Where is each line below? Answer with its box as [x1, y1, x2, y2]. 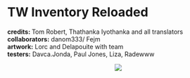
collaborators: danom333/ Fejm [7, 34, 101, 43]
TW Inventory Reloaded [7, 4, 149, 20]
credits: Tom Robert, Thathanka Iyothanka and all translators [7, 27, 184, 36]
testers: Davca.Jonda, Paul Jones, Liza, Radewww [7, 50, 155, 58]
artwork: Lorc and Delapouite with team [7, 42, 124, 51]
